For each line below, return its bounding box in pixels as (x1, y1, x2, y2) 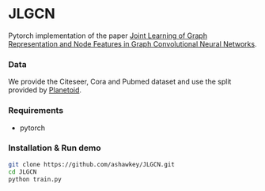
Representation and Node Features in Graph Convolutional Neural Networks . (8, 39, 257, 48)
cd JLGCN (8, 167, 37, 176)
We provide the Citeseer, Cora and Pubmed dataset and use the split (8, 77, 232, 87)
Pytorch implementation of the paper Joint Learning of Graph (8, 31, 208, 40)
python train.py (8, 175, 62, 183)
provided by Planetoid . (8, 85, 81, 95)
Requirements (8, 105, 64, 116)
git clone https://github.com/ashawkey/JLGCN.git (8, 160, 176, 168)
